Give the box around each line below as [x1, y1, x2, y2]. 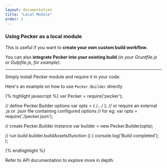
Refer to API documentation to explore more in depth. [5, 157, 114, 163]
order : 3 [5, 16, 23, 21]
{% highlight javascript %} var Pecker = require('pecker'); [5, 93, 123, 99]
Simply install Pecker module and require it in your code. [5, 73, 121, 80]
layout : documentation [5, 7, 52, 12]
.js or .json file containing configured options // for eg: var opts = [5, 108, 138, 114]
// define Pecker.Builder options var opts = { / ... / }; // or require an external [5, 103, 158, 109]
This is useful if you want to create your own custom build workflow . [5, 44, 148, 50]
